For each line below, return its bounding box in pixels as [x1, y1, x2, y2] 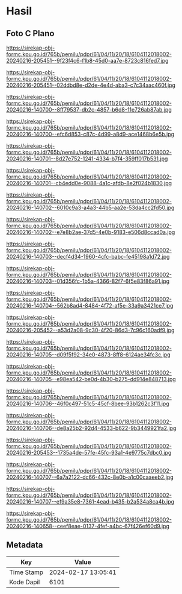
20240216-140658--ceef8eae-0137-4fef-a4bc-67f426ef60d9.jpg [6, 523, 170, 529]
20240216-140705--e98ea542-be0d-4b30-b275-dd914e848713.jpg [6, 376, 176, 382]
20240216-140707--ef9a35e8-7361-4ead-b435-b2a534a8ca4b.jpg [6, 498, 175, 505]
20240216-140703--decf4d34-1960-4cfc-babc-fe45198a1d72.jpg [6, 253, 170, 260]
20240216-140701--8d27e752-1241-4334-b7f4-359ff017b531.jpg [6, 155, 168, 162]
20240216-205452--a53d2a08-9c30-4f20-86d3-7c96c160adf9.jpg [6, 327, 175, 333]
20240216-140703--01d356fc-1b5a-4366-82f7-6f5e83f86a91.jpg [6, 277, 170, 285]
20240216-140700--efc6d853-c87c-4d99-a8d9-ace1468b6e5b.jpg [6, 131, 175, 137]
